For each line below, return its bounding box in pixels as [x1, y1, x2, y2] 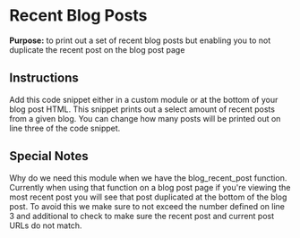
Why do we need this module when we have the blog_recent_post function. [9, 172, 287, 183]
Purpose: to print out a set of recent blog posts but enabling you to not [9, 35, 271, 46]
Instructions [9, 71, 79, 86]
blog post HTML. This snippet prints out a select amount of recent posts [9, 104, 276, 115]
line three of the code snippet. [9, 123, 121, 133]
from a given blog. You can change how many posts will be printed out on [9, 113, 281, 123]
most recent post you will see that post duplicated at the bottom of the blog [9, 191, 287, 202]
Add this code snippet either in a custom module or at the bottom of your [9, 94, 279, 105]
